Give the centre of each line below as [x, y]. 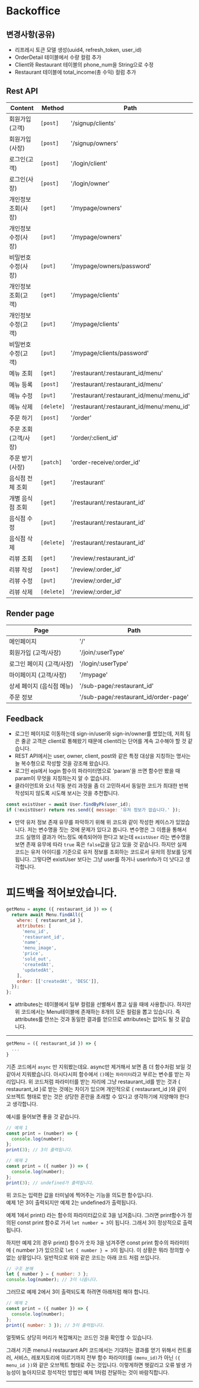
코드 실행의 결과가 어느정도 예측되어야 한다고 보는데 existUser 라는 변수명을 [102, 837]
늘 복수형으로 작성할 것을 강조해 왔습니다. [62, 763]
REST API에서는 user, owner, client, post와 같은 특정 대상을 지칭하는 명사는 [103, 756]
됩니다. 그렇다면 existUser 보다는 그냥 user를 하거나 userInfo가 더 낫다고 [99, 859]
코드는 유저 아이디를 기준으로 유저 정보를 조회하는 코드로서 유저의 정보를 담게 [103, 852]
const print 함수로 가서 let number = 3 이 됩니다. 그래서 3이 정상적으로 [99, 1222]
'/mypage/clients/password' [110, 353]
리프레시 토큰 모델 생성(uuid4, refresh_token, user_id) [78, 50]
